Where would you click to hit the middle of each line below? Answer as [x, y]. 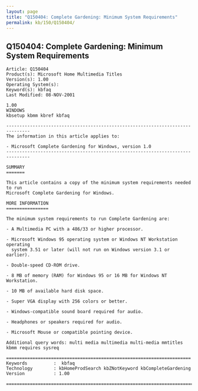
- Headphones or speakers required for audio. [64, 322]
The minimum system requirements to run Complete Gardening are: [88, 219]
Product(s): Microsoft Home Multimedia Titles [64, 74]
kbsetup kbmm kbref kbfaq [38, 116]
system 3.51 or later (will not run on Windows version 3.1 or [90, 250]
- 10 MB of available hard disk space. [55, 291]
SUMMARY [16, 167]
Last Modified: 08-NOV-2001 [41, 95]
